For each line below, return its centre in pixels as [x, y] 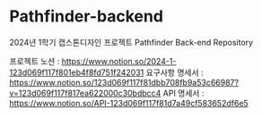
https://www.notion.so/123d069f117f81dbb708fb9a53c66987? [124, 82]
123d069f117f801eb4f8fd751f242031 [77, 72]
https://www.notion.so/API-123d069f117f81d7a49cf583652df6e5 [129, 103]
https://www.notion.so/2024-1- [119, 61]
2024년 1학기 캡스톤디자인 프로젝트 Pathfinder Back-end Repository [131, 42]
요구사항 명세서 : [175, 72]
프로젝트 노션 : [35, 61]
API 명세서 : [183, 93]
